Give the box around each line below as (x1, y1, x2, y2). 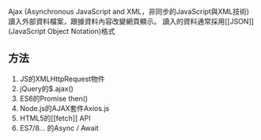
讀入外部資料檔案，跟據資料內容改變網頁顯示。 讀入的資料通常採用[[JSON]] (8, 17, 255, 26)
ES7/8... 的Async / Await (19, 123, 99, 132)
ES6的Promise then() (19, 94, 89, 103)
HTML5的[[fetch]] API (19, 113, 91, 123)
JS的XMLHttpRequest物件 (19, 74, 105, 83)
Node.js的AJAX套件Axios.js (19, 103, 110, 112)
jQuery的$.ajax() (19, 83, 74, 93)
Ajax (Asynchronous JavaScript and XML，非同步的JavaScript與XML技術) (8, 7, 250, 16)
